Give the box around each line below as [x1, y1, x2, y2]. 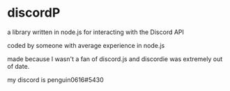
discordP [7, 5, 61, 21]
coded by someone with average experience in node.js [7, 41, 165, 49]
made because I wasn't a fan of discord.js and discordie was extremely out [7, 54, 223, 63]
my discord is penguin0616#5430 [7, 75, 104, 84]
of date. [7, 62, 30, 70]
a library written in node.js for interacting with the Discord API [7, 28, 185, 36]
